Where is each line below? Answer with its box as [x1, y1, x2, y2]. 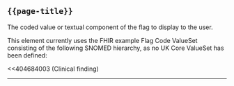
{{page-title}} [7, 6, 73, 17]
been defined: [7, 51, 47, 59]
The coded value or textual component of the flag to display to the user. [7, 23, 214, 31]
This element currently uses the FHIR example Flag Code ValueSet [7, 36, 198, 44]
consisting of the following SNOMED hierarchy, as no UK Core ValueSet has [7, 44, 224, 52]
